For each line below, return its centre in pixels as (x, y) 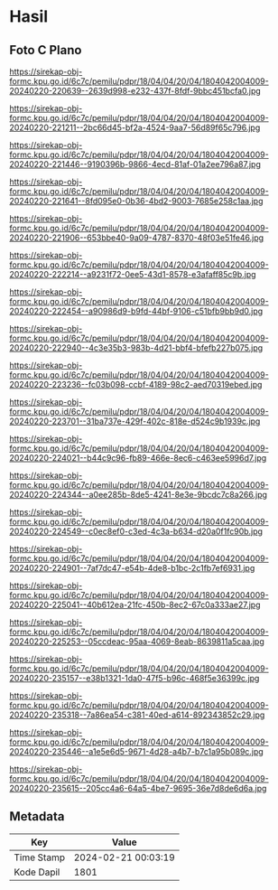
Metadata (37, 816)
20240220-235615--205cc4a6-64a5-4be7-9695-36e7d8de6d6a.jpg (138, 788)
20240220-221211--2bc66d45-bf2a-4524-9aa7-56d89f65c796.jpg (135, 127)
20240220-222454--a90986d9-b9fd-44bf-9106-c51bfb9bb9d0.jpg (136, 311)
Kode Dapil (37, 872)
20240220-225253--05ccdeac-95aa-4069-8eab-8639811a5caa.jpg (137, 642)
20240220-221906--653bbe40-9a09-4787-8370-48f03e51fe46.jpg (137, 238)
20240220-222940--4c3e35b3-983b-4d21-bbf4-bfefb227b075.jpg (136, 348)
